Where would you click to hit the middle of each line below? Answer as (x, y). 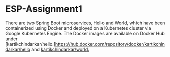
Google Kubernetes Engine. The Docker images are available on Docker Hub (85, 33)
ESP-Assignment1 (44, 9)
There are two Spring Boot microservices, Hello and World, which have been (85, 23)
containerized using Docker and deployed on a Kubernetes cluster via (78, 28)
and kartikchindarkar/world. (60, 49)
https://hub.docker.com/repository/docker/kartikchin (110, 44)
